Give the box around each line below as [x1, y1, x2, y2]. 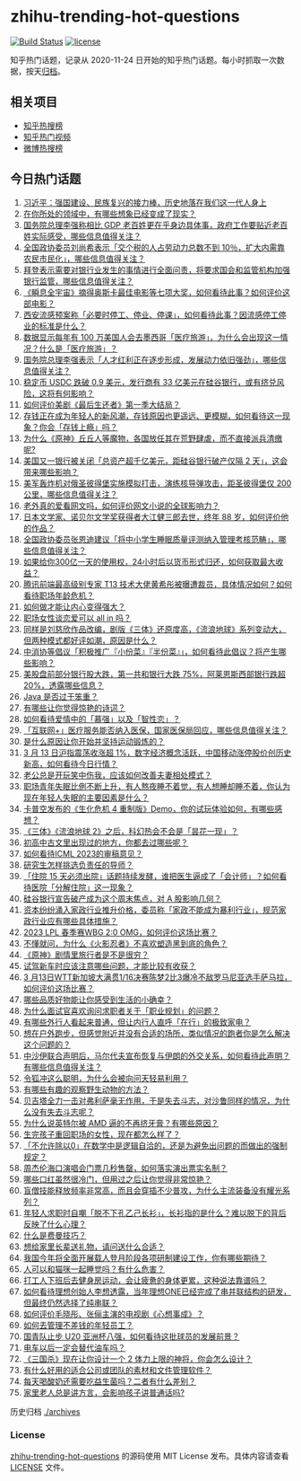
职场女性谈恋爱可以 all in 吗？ [22, 613, 132, 623]
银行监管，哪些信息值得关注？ [22, 276, 133, 287]
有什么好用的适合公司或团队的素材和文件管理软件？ [22, 1364, 212, 1375]
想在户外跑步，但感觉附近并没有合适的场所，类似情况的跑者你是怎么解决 [22, 1027, 290, 1038]
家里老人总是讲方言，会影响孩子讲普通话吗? [22, 1387, 185, 1397]
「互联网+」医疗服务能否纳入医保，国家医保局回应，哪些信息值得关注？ [22, 725, 288, 736]
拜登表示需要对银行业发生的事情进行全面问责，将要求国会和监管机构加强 [22, 264, 290, 275]
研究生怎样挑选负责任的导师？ [22, 860, 133, 870]
